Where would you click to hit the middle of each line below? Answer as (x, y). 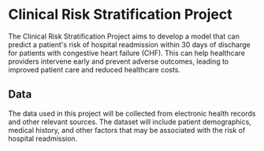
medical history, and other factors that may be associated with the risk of (127, 130)
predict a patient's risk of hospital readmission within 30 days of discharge (129, 44)
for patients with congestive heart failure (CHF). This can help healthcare (127, 53)
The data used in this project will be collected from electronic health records (132, 113)
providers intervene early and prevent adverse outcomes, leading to (119, 61)
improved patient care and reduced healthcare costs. (95, 69)
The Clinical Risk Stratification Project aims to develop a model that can (124, 36)
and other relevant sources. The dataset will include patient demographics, (130, 122)
